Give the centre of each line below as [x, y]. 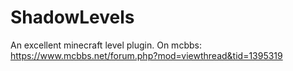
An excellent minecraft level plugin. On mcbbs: [106, 45]
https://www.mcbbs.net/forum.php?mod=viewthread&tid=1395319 [146, 55]
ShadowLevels [72, 17]
